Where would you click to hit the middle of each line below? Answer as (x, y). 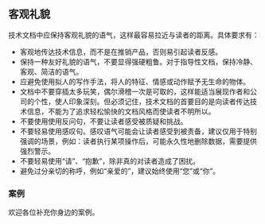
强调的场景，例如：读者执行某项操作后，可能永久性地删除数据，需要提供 (138, 141)
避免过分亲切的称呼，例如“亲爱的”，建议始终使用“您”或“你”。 (120, 171)
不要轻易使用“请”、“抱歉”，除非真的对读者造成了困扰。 (110, 160)
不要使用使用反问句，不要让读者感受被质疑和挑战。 (103, 121)
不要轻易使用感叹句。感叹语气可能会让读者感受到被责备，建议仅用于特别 (138, 131)
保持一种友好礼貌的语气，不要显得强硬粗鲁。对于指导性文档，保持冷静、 (138, 61)
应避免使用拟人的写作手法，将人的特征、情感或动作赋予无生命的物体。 (135, 81)
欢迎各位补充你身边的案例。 (54, 212)
